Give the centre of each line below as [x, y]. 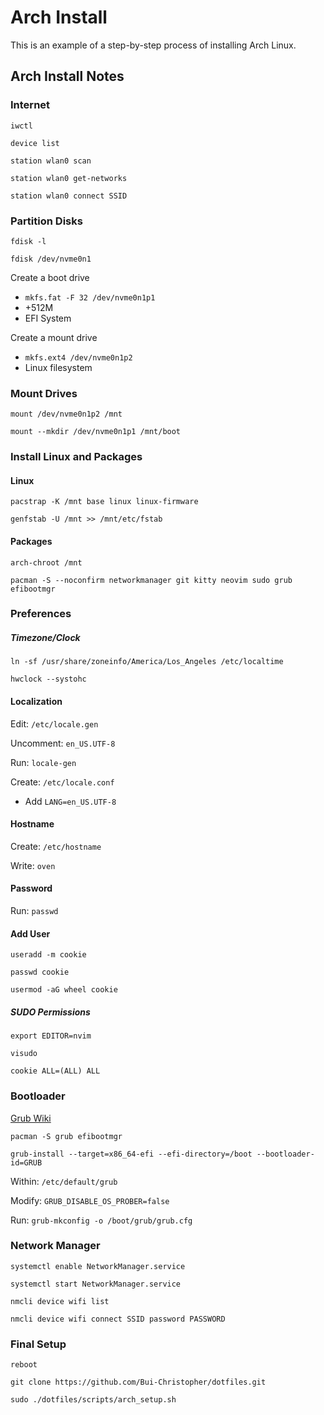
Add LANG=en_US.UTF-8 [70, 801]
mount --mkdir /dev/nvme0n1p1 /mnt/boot [96, 432]
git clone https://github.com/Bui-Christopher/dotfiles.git [138, 1382]
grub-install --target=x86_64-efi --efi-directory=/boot [131, 1154]
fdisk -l [28, 241]
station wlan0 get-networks [69, 178]
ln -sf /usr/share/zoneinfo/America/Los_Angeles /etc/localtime [147, 662]
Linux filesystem [58, 367]
